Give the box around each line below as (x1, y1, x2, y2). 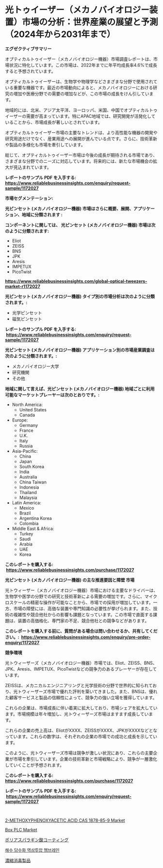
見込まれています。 (13, 164, 52, 170)
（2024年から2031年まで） (5, 29, 115, 40)
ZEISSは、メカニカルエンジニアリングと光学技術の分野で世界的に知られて (5, 682, 153, 688)
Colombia (19, 520, 39, 526)
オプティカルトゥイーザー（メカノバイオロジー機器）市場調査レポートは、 (5, 56, 154, 62)
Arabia (19, 541, 33, 547)
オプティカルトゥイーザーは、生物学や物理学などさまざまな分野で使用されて (5, 78, 158, 84)
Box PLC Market (5, 827, 37, 833)
